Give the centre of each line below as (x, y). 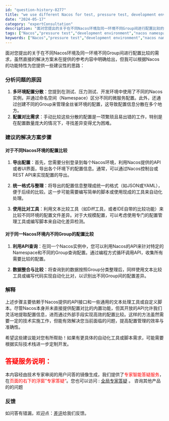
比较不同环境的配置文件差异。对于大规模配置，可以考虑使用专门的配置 (85, 215)
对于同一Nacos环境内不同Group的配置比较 (50, 234)
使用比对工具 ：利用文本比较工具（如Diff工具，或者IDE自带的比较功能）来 (88, 209)
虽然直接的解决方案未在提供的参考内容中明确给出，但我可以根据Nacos (87, 59)
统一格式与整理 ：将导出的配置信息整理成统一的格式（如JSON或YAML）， (87, 186)
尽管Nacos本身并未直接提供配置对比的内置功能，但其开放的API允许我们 (88, 308)
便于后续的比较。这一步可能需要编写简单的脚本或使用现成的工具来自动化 (87, 192)
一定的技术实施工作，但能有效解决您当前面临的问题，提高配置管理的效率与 (87, 320)
